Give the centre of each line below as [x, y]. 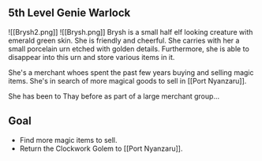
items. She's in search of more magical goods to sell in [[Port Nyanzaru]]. [127, 80]
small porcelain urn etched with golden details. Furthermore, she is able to [129, 49]
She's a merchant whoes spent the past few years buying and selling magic [131, 72]
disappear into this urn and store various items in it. [92, 57]
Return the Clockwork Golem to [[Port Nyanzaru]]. [101, 148]
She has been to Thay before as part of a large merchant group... [114, 96]
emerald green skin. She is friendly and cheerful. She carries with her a [124, 40]
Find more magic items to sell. [68, 140]
